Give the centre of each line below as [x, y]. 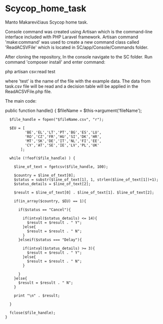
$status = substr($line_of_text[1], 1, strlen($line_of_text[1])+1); [86, 180]
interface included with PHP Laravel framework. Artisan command [72, 37]
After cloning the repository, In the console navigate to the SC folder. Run [79, 56]
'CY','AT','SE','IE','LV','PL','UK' [62, 145]
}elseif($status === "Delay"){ [50, 240]
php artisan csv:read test [30, 71]
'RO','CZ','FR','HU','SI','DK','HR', [63, 136]
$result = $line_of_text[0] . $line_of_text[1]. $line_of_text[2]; [84, 192]
